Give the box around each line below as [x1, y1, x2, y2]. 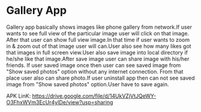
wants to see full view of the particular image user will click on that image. [6, 29, 190, 37]
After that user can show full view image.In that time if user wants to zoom [6, 36, 190, 43]
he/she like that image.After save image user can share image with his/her [6, 55, 190, 62]
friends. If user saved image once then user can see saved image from [6, 61, 181, 69]
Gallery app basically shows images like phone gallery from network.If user [6, 23, 193, 31]
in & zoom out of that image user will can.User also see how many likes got [6, 43, 191, 50]
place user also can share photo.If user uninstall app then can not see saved [6, 74, 195, 81]
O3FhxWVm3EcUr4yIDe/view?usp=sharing [6, 98, 113, 105]
